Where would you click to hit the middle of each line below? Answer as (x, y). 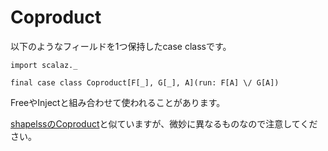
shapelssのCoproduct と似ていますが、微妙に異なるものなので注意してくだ (164, 123)
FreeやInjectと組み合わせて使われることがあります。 (118, 102)
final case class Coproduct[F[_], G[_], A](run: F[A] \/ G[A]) (145, 82)
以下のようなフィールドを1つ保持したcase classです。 (121, 46)
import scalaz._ (44, 65)
